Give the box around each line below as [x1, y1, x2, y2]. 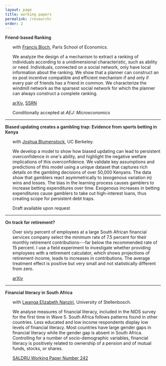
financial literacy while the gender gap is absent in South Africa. [12, 330, 143, 336]
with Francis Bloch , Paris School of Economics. [12, 44, 108, 50]
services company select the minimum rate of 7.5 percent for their [12, 234, 147, 240]
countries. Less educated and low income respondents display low [12, 320, 148, 325]
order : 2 [5, 21, 23, 26]
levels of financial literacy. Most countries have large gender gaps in [12, 324, 152, 330]
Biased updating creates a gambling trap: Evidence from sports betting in [5, 124, 157, 130]
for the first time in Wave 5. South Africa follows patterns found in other [12, 314, 158, 320]
